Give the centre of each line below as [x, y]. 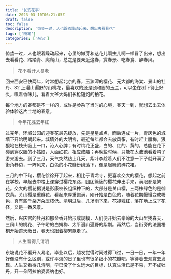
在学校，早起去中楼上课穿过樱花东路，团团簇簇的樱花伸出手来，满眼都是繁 [83, 181]
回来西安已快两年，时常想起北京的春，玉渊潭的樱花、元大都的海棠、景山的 [83, 81]
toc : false [17, 24]
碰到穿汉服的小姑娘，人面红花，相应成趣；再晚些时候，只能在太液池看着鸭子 [85, 152]
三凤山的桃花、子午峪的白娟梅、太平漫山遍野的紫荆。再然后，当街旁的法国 [83, 224]
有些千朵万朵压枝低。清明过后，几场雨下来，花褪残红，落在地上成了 [90, 201]
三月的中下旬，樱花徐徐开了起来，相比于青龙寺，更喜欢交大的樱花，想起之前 [85, 175]
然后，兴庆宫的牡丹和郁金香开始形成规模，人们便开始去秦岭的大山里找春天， [85, 218]
